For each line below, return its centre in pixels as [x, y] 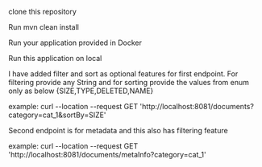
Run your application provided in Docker [75, 43]
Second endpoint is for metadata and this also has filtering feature [118, 130]
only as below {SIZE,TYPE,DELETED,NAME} [81, 91]
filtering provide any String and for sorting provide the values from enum [129, 82]
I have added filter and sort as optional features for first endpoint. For [123, 74]
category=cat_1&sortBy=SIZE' [57, 115]
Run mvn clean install [44, 27]
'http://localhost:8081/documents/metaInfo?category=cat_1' [108, 155]
